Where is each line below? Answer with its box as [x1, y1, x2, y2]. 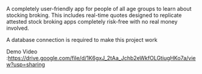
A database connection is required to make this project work [6, 36, 158, 43]
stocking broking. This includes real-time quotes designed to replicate [6, 12, 182, 19]
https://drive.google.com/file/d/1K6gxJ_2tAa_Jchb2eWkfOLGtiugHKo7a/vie [8, 55, 196, 61]
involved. [6, 24, 29, 32]
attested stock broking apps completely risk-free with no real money [6, 18, 178, 25]
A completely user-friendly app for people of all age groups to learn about [6, 5, 192, 12]
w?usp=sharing [6, 61, 46, 68]
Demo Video [6, 48, 38, 55]
